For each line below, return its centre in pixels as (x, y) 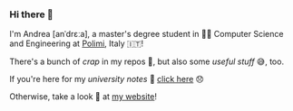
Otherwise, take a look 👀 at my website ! (83, 97)
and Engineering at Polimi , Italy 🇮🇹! (77, 43)
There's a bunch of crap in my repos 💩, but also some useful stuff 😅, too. (146, 61)
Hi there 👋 (32, 14)
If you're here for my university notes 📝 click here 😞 (107, 79)
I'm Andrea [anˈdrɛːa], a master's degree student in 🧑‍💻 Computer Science (146, 34)
